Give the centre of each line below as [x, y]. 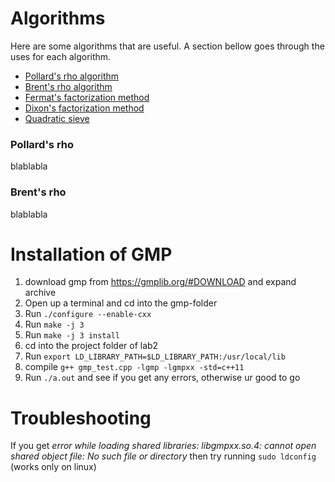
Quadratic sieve [57, 118]
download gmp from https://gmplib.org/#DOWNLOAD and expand [160, 282]
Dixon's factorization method [84, 108]
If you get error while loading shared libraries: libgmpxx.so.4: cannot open [163, 446]
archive [40, 293]
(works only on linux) [53, 467]
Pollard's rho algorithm [72, 76]
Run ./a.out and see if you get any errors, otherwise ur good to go [162, 378]
